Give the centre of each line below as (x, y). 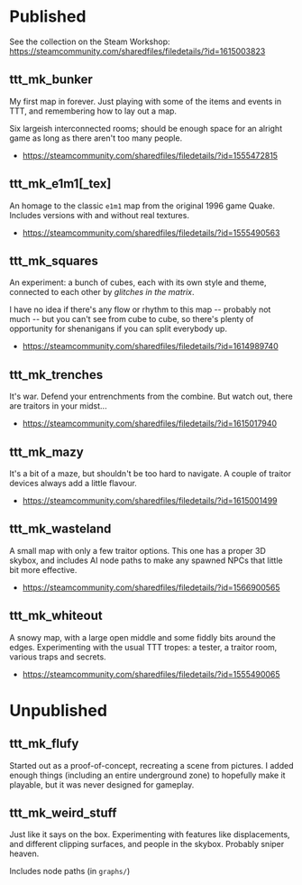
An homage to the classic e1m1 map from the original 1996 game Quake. (142, 206)
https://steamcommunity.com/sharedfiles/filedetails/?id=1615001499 (150, 501)
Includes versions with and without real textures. (99, 215)
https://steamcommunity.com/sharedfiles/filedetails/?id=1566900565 (151, 587)
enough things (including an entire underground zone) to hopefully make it (147, 775)
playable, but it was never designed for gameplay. (102, 784)
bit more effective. (43, 569)
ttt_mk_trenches (56, 375)
